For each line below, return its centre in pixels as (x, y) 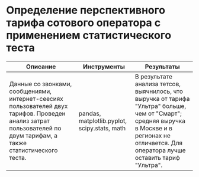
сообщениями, (31, 91)
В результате (154, 76)
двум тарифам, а (33, 135)
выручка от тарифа (162, 99)
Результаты (162, 67)
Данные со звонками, (41, 84)
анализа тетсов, (158, 84)
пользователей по (35, 128)
